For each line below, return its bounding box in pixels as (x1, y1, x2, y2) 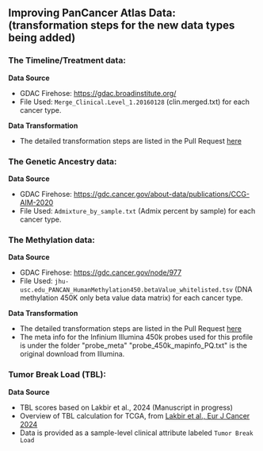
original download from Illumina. (19, 349, 125, 359)
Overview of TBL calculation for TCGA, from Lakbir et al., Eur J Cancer (19, 411, 250, 420)
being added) (8, 31, 76, 44)
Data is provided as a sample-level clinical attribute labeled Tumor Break (19, 428, 253, 438)
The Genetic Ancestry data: (8, 156, 117, 167)
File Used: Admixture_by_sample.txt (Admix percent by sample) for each (19, 206, 256, 215)
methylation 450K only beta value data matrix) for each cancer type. (19, 293, 243, 303)
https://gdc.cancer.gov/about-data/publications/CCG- (74, 189, 250, 199)
